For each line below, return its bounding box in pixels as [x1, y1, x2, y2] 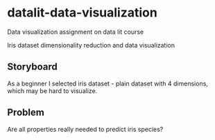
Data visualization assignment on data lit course [7, 28, 144, 36]
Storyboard [7, 61, 58, 73]
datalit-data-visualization [7, 5, 157, 21]
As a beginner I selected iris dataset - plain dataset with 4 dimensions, [7, 79, 208, 88]
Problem [7, 107, 45, 119]
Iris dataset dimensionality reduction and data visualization [7, 41, 175, 49]
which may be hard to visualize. [7, 86, 98, 94]
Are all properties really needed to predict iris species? [7, 125, 164, 133]
